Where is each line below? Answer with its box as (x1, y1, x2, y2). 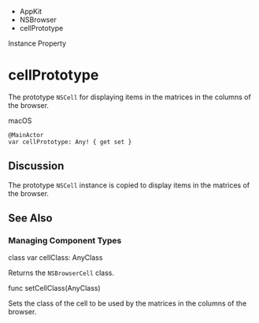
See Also (8, 212, 53, 225)
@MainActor (8, 131, 44, 139)
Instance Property (8, 39, 67, 48)
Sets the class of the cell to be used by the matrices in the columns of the (8, 299, 247, 308)
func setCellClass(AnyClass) (8, 284, 101, 293)
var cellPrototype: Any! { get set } (8, 138, 132, 146)
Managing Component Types (8, 236, 122, 247)
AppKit (19, 7, 43, 16)
